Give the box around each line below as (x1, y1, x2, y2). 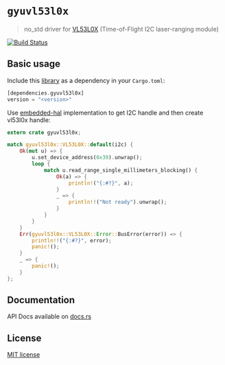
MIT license (7, 351, 40, 359)
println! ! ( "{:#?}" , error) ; (32, 237, 112, 244)
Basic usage (7, 58, 60, 70)
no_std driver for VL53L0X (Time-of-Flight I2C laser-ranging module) (23, 25, 220, 33)
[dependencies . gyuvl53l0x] (7, 89, 84, 97)
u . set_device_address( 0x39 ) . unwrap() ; (32, 154, 143, 161)
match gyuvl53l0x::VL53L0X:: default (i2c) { (7, 141, 134, 148)
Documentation (7, 294, 75, 306)
